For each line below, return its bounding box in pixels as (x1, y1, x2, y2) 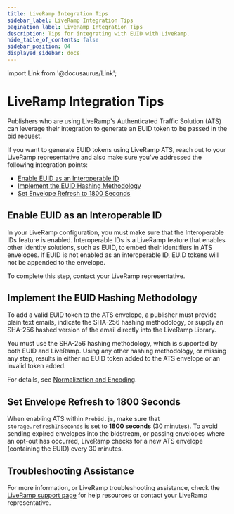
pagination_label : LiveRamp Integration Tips (7, 23, 143, 30)
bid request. (7, 132, 42, 140)
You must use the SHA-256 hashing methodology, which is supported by (7, 339, 218, 348)
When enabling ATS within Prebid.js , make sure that (7, 415, 160, 423)
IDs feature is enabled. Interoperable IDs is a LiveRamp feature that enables (7, 235, 226, 244)
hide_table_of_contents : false (7, 37, 99, 44)
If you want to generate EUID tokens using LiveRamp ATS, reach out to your (7, 145, 226, 153)
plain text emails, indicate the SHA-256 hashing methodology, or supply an (7, 318, 223, 327)
